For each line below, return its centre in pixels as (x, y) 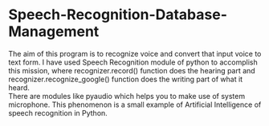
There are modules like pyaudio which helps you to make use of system (127, 96)
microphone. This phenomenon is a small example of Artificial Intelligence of (135, 104)
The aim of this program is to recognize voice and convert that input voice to (135, 53)
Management (54, 31)
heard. (19, 87)
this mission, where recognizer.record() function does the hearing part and (132, 70)
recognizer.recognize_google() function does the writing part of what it (126, 79)
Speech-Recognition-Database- (118, 15)
